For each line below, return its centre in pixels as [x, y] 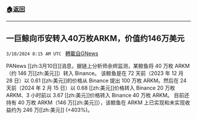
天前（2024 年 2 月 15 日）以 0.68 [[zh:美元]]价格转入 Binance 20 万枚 [91, 88]
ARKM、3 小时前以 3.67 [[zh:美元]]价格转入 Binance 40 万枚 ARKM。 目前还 [98, 96]
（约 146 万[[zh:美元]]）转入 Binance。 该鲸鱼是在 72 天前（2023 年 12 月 [95, 73]
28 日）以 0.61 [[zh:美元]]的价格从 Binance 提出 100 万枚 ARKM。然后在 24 [96, 81]
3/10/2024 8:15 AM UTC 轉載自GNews [52, 53]
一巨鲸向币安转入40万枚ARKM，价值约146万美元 [95, 38]
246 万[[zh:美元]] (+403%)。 [58, 110]
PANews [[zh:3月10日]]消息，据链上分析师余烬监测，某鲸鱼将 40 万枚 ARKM [98, 66]
